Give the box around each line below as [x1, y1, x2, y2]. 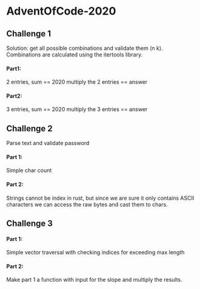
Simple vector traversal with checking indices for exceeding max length [6, 249, 185, 256]
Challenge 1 [6, 29, 52, 39]
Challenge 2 [6, 123, 53, 134]
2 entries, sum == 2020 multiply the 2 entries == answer [6, 78, 148, 86]
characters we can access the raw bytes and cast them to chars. [6, 200, 168, 208]
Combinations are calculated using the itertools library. [6, 51, 143, 58]
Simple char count [6, 167, 52, 174]
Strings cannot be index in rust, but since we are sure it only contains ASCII [6, 194, 195, 202]
